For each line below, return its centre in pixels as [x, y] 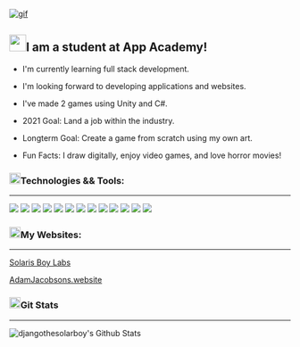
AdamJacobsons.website [56, 280]
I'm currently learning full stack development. [106, 69]
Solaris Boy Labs [40, 262]
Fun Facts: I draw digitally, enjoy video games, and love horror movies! [152, 155]
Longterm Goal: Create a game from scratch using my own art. [137, 137]
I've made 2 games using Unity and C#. [95, 103]
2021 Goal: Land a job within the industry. [98, 120]
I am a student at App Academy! [117, 48]
